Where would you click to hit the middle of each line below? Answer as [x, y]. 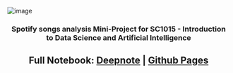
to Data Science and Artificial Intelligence [119, 37]
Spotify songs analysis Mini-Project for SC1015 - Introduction [119, 29]
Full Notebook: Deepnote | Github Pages [119, 61]
